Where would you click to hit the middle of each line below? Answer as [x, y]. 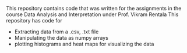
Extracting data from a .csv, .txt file [57, 32]
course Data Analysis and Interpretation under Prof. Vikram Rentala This [92, 14]
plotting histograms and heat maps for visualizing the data [84, 44]
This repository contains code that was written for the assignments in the [94, 8]
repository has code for [34, 20]
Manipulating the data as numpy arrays [61, 38]
